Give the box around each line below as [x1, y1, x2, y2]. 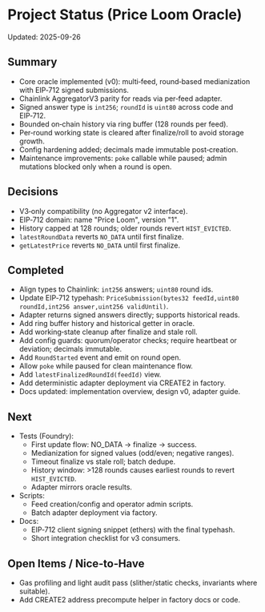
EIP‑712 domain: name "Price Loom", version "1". [18, 215, 179, 224]
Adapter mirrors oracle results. [30, 482, 133, 492]
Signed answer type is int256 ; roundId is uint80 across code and [18, 102, 234, 111]
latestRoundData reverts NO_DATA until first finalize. [18, 232, 184, 241]
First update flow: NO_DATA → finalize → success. [30, 440, 197, 449]
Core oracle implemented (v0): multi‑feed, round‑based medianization [18, 76, 251, 86]
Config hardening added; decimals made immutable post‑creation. [18, 144, 239, 154]
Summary [7, 55, 58, 69]
